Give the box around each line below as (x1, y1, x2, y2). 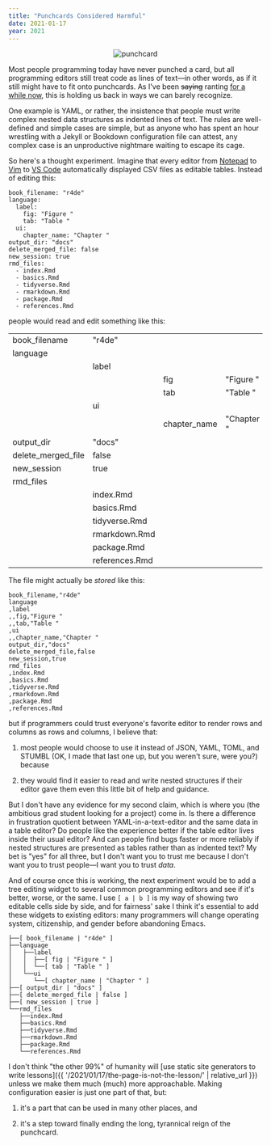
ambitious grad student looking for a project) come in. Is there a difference (8, 809, 256, 818)
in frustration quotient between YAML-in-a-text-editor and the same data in (8, 818, 259, 827)
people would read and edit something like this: (8, 316, 166, 326)
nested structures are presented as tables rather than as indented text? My (8, 843, 257, 853)
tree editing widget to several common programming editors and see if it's (8, 885, 255, 894)
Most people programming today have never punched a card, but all (8, 65, 235, 74)
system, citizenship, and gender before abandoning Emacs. (8, 919, 206, 928)
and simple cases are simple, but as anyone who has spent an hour (35, 123, 260, 133)
